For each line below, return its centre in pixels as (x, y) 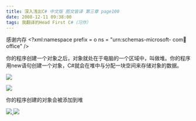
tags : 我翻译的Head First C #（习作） (49, 22)
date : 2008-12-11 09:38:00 (39, 17)
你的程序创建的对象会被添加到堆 (44, 100)
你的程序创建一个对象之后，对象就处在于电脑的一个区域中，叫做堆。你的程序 (98, 58)
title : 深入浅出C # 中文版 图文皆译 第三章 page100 (63, 11)
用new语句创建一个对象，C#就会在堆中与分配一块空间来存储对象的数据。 (94, 65)
